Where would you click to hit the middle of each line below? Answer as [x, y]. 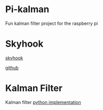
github [12, 67]
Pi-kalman [27, 9]
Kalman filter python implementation [43, 102]
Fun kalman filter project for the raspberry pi [52, 23]
